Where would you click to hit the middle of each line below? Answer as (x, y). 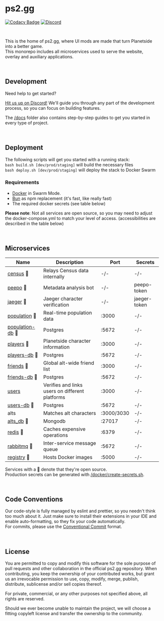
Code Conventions (34, 499)
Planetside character (67, 341)
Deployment (24, 148)
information (56, 347)
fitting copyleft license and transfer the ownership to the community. (74, 614)
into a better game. (24, 46)
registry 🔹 (19, 457)
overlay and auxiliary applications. (39, 56)
